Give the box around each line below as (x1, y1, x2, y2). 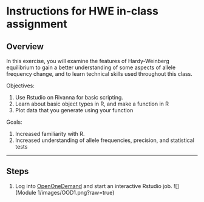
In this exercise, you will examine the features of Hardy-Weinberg (6, 58, 170, 64)
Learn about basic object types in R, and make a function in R (15, 100, 169, 107)
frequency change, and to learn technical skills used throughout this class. (6, 70, 193, 77)
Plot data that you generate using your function (15, 107, 134, 113)
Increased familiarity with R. (15, 130, 85, 137)
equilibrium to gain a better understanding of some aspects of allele (6, 64, 176, 71)
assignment (6, 17, 68, 31)
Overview (6, 41, 44, 52)
